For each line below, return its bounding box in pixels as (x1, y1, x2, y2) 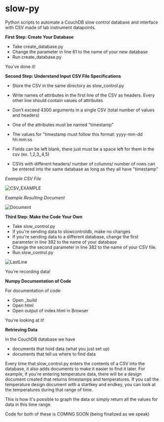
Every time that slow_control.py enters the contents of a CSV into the (5, 360, 145, 366)
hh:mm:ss (12, 136, 33, 142)
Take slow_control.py (12, 223, 56, 229)
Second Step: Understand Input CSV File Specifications (5, 73, 122, 79)
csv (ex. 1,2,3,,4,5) (12, 151, 50, 157)
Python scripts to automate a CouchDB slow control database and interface (5, 19, 159, 25)
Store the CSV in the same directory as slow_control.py (12, 82, 125, 89)
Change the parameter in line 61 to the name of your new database (12, 49, 148, 55)
